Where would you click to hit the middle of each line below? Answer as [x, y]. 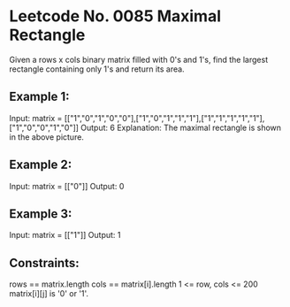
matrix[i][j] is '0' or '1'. [49, 294]
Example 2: [41, 165]
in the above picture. [46, 137]
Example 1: [39, 97]
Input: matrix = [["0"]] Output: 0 [67, 186]
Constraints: [44, 263]
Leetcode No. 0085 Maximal [115, 16]
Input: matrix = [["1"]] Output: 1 [65, 235]
